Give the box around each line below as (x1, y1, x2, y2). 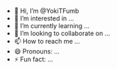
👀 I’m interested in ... (13, 14, 74, 23)
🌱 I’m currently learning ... (13, 22, 90, 30)
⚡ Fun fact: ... (13, 55, 53, 63)
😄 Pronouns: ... (13, 47, 60, 56)
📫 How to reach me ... (13, 37, 80, 45)
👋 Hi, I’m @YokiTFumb (13, 7, 79, 15)
